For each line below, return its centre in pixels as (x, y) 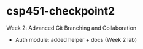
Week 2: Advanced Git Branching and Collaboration (71, 28)
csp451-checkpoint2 (61, 11)
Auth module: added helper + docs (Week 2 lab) (76, 39)
